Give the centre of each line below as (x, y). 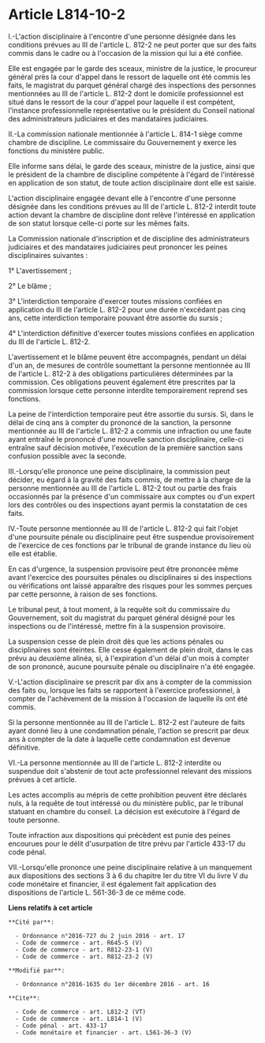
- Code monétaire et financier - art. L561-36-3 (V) (104, 1032)
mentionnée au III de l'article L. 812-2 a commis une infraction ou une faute (130, 431)
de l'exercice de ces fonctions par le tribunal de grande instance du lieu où (130, 545)
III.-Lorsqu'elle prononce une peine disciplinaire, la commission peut (119, 471)
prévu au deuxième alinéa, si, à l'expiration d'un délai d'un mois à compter (129, 658)
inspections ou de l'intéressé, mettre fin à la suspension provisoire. (117, 626)
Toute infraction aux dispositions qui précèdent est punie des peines (119, 835)
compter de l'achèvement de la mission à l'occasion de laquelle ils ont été (128, 698)
